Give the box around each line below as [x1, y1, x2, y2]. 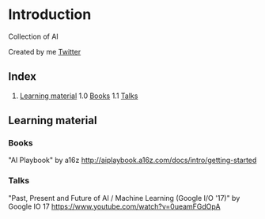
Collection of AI [8, 32, 59, 41]
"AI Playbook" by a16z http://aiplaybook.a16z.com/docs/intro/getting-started [8, 156, 257, 165]
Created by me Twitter [8, 47, 81, 56]
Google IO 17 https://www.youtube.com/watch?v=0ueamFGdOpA [8, 202, 221, 211]
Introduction [8, 6, 92, 24]
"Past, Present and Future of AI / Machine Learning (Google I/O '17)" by [8, 193, 240, 202]
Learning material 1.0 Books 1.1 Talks [19, 91, 138, 100]
